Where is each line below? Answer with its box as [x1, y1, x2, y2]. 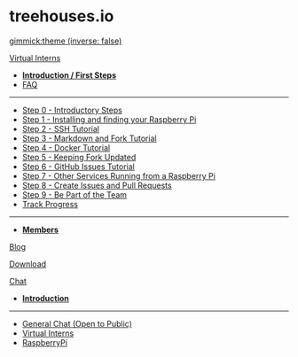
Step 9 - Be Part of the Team [21, 189, 127, 200]
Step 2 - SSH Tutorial [21, 123, 100, 134]
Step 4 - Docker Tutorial [21, 142, 111, 152]
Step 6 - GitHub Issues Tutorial [21, 161, 135, 172]
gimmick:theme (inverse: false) [9, 35, 122, 46]
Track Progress [21, 198, 78, 209]
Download [9, 259, 47, 269]
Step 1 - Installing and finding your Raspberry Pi [21, 113, 197, 125]
